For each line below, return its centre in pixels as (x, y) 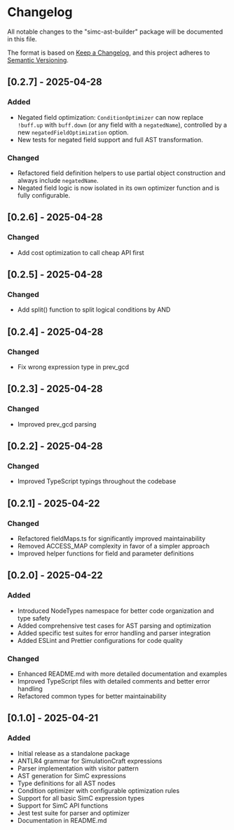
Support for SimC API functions (63, 805)
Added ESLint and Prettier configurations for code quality (100, 640)
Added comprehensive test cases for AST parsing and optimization (114, 625)
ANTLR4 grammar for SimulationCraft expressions (90, 761)
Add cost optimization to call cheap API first (81, 252)
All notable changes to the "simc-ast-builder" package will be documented (115, 32)
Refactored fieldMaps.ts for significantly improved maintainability (111, 539)
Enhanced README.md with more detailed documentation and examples (122, 674)
